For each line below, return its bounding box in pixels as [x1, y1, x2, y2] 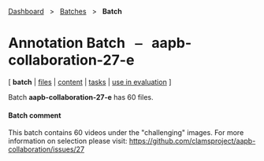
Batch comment [8, 110, 61, 120]
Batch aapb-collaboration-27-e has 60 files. [8, 92, 154, 101]
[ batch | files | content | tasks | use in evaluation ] [8, 77, 172, 86]
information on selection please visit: [8, 137, 128, 146]
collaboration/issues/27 [8, 145, 85, 154]
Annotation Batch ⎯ [8, 35, 143, 52]
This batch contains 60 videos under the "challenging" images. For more [8, 128, 244, 137]
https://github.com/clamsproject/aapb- [128, 137, 256, 146]
